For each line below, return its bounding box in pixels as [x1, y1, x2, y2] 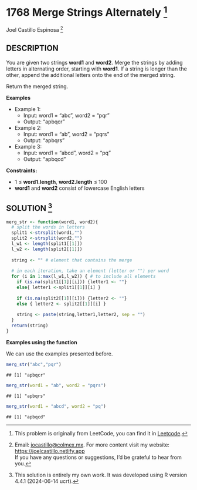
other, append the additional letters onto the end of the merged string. [6, 71, 175, 78]
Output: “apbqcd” [23, 155, 66, 162]
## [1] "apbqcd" [6, 414, 46, 420]
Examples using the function [6, 338, 77, 345]
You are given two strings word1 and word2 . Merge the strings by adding [6, 59, 183, 66]
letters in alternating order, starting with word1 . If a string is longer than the [6, 65, 188, 72]
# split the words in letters [11, 224, 85, 230]
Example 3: [14, 143, 42, 150]
